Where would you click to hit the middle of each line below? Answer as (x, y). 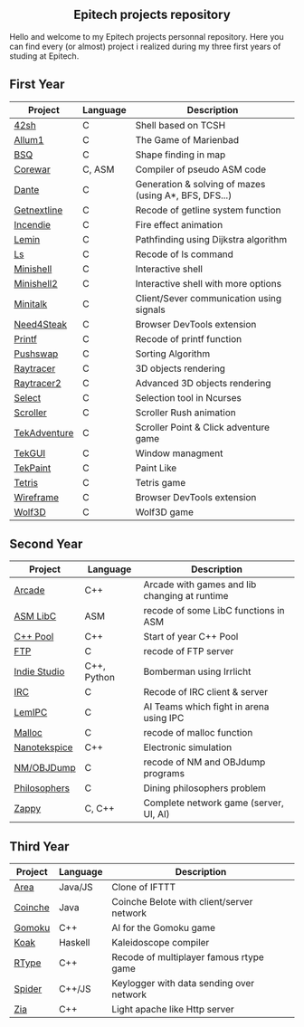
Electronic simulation (188, 747)
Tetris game (161, 482)
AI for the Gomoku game (163, 928)
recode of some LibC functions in (214, 611)
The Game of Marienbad (187, 139)
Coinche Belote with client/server (182, 902)
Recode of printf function (189, 338)
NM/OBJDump (45, 768)
